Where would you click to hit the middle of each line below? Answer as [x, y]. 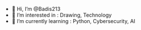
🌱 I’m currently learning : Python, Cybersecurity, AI [73, 21]
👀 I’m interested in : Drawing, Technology [62, 15]
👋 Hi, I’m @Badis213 [36, 9]
